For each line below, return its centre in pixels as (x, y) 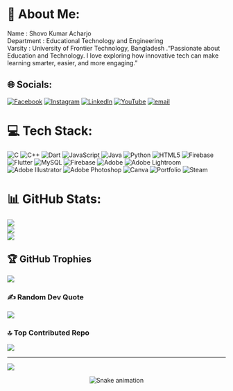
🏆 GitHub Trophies (50, 259)
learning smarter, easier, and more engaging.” (72, 63)
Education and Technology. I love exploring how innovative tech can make (113, 56)
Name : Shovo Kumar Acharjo (49, 33)
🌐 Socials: (30, 85)
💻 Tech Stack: (50, 131)
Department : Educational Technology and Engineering (85, 40)
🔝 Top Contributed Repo (49, 333)
